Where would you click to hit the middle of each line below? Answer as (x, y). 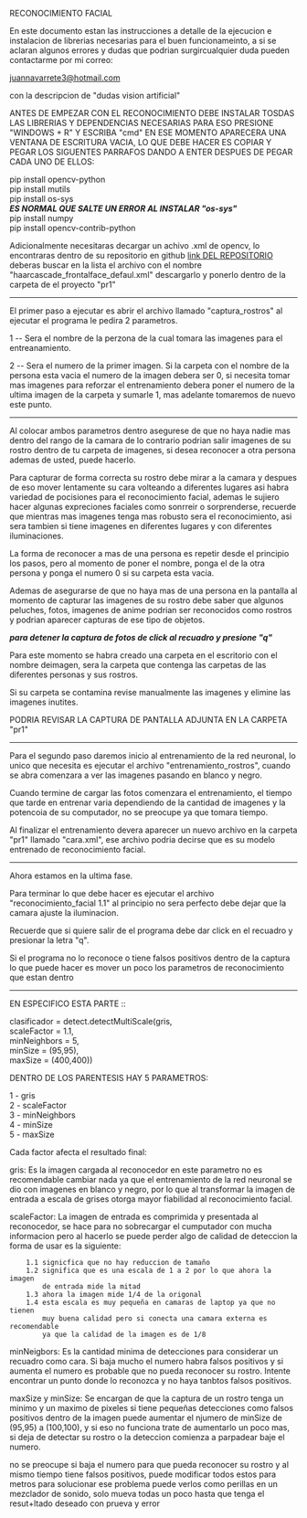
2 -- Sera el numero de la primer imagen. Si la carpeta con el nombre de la (149, 366)
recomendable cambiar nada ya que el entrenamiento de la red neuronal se (151, 1179)
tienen (22, 1311)
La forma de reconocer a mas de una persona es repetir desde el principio (149, 553)
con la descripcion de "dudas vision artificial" (95, 96)
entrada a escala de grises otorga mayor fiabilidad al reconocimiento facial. (151, 1199)
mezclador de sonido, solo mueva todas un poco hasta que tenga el (137, 1494)
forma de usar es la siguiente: (65, 1246)
